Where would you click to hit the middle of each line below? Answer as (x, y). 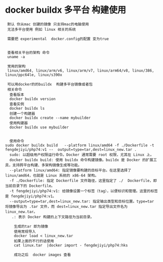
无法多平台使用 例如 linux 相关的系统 (41, 29)
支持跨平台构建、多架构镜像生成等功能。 (47, 165)
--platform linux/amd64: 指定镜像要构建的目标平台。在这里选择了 (70, 170)
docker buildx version (33, 99)
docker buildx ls (27, 108)
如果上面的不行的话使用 (34, 241)
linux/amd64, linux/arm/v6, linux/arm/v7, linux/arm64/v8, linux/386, (81, 71)
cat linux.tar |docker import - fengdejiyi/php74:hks (71, 245)
